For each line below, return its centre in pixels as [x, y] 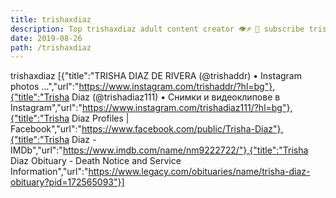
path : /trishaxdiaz [51, 47]
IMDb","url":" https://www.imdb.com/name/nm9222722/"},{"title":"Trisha [159, 150]
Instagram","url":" [46, 108]
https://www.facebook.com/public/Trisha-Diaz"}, [182, 129]
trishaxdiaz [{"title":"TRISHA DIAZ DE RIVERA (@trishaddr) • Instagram [156, 76]
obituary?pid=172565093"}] [67, 182]
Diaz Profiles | [100, 118]
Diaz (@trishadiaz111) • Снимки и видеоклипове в [176, 97]
